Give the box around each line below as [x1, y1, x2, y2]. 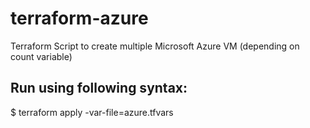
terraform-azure [10, 7, 149, 30]
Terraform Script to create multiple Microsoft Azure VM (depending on [10, 40, 300, 52]
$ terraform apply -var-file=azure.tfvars [10, 106, 174, 118]
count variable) [10, 50, 73, 62]
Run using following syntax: [10, 80, 188, 97]
